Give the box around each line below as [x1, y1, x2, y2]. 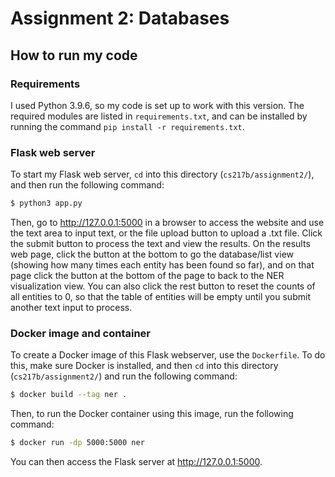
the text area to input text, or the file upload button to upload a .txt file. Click [10, 227, 323, 239]
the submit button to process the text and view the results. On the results [10, 238, 311, 250]
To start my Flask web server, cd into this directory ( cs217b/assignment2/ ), [10, 168, 315, 181]
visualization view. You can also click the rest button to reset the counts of [10, 280, 316, 292]
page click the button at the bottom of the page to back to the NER [10, 270, 285, 282]
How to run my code [10, 47, 138, 64]
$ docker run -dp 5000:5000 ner [10, 438, 145, 448]
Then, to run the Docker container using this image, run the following [10, 408, 294, 420]
